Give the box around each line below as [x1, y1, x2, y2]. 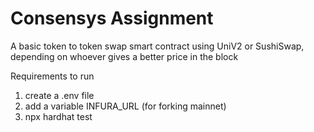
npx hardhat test [24, 110, 93, 122]
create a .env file [24, 89, 95, 101]
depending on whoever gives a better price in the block [10, 50, 239, 62]
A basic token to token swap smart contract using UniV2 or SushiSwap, [10, 40, 305, 52]
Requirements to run [10, 70, 95, 82]
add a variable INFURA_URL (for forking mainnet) [24, 100, 227, 112]
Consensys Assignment [10, 7, 214, 30]
